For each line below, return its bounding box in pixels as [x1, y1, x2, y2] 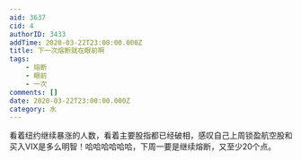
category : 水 [9, 105, 57, 114]
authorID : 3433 [9, 29, 66, 38]
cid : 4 [9, 21, 34, 30]
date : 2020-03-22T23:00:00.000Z [9, 96, 130, 105]
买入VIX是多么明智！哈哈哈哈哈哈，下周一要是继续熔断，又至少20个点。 [9, 141, 277, 152]
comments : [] [9, 88, 58, 97]
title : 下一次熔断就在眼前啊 [9, 46, 105, 55]
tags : [9, 55, 30, 63]
